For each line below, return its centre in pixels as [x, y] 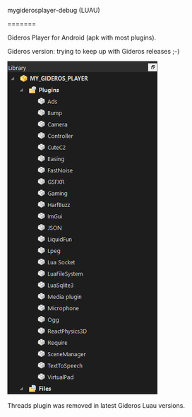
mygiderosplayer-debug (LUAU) [54, 10]
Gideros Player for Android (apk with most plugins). [82, 37]
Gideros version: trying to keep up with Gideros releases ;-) [94, 51]
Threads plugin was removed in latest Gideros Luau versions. [96, 405]
